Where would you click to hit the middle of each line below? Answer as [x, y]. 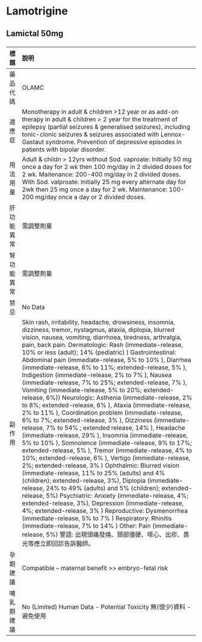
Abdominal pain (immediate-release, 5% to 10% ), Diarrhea [106, 360]
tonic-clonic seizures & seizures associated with [90, 134]
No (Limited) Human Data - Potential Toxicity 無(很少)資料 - [106, 606]
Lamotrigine [37, 11]
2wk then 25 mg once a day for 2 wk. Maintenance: [95, 189]
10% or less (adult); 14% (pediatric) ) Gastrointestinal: [99, 352]
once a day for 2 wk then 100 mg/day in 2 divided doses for [107, 167]
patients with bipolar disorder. [64, 149]
